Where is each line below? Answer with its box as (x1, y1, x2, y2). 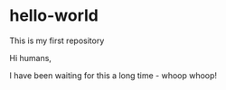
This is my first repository (9, 35, 105, 46)
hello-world (9, 5, 99, 26)
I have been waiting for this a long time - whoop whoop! (9, 69, 218, 81)
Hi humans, (9, 52, 52, 63)
